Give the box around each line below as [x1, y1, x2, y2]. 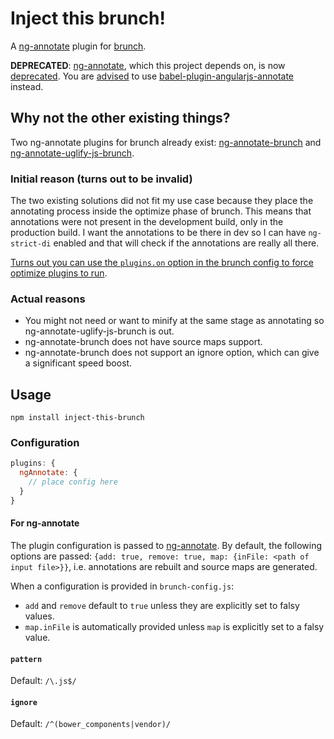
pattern [10, 654, 43, 664]
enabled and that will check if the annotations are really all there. [53, 237, 320, 249]
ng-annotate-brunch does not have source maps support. [24, 336, 263, 348]
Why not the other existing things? [10, 110, 231, 127]
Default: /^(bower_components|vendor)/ [10, 718, 171, 730]
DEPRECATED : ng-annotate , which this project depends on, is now [10, 59, 286, 71]
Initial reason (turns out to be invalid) [10, 172, 193, 186]
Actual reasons [10, 292, 86, 306]
